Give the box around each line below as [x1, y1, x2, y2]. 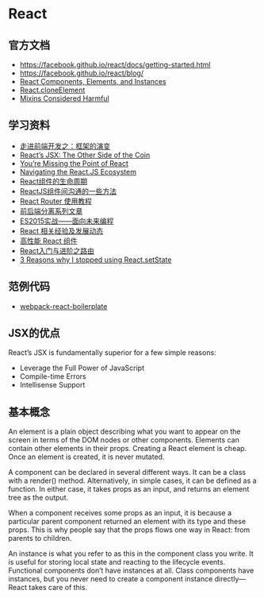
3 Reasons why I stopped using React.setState [19, 255, 172, 264]
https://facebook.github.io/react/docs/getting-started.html [19, 60, 211, 69]
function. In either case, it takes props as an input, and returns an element [8, 484, 250, 494]
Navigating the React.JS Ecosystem [19, 167, 137, 176]
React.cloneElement [19, 85, 86, 95]
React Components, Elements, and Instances [19, 77, 166, 86]
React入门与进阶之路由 [19, 245, 95, 255]
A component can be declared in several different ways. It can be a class [8, 468, 247, 477]
